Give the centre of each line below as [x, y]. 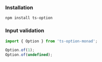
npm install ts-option [29, 18]
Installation [19, 8]
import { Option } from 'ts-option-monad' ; [52, 41]
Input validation [25, 31]
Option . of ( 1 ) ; [20, 50]
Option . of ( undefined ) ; [29, 55]
